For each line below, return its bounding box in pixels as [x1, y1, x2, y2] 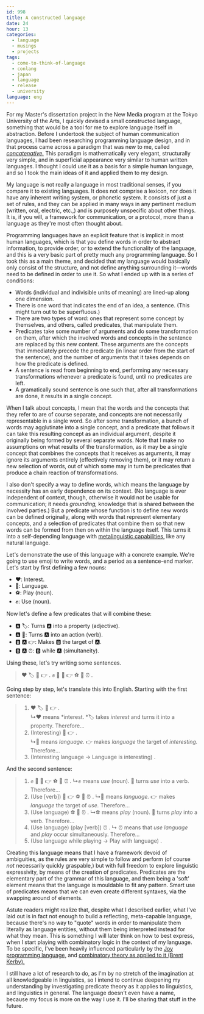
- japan [12, 71, 32, 77]
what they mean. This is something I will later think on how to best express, [6, 932, 195, 939]
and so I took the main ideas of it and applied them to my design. [6, 169, 169, 176]
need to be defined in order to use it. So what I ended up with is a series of [6, 270, 194, 277]
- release [12, 83, 37, 89]
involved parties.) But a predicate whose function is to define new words [6, 507, 189, 514]
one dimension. [15, 295, 54, 302]
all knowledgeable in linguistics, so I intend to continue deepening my [6, 976, 181, 984]
